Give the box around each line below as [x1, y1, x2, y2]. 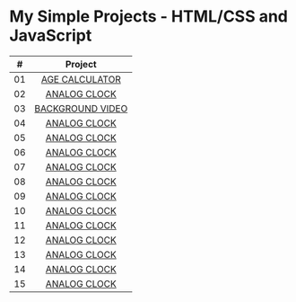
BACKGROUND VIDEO [34, 102, 128, 114]
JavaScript [9, 25, 92, 46]
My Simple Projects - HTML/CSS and [9, 6, 289, 27]
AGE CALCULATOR [40, 73, 121, 85]
